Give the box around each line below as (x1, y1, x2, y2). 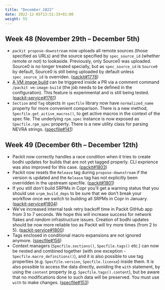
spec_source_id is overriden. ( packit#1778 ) (12, 74, 99, 80)
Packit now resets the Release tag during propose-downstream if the (12, 170, 148, 175)
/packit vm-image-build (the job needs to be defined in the (12, 84, 132, 90)
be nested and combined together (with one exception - (12, 248, 126, 254)
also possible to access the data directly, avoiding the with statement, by (12, 264, 160, 269)
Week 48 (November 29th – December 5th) (5, 35, 140, 43)
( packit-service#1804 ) (12, 201, 58, 207)
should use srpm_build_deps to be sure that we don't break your (12, 190, 142, 196)
